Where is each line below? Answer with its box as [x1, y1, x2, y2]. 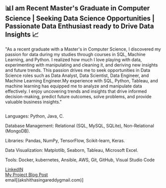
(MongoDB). [5, 128, 30, 134]
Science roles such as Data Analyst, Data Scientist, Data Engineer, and [5, 72, 149, 78]
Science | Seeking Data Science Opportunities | [5, 14, 155, 23]
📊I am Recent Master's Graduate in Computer [5, 4, 150, 12]
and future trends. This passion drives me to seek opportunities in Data [5, 67, 150, 73]
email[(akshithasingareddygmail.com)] [5, 177, 84, 183]
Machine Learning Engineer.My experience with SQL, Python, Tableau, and [5, 77, 159, 83]
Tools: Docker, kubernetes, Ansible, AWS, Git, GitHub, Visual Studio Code [5, 157, 155, 163]
